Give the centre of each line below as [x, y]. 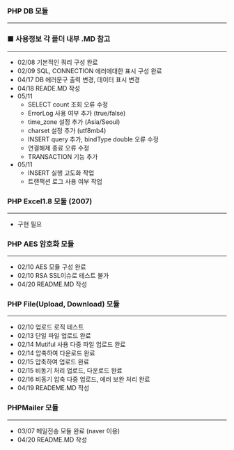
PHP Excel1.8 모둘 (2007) [50, 201]
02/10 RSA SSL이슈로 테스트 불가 [63, 276]
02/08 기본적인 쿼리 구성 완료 [58, 62]
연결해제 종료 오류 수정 [58, 148]
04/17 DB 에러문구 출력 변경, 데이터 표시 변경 [79, 79]
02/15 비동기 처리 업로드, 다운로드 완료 [70, 371]
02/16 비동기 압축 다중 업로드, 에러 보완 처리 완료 [84, 379]
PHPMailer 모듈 [33, 408]
